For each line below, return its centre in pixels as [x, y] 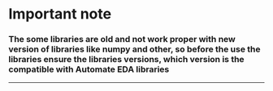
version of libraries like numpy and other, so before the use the [135, 49]
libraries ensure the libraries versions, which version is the [127, 60]
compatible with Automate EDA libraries [89, 69]
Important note [60, 14]
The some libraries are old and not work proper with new [122, 39]
